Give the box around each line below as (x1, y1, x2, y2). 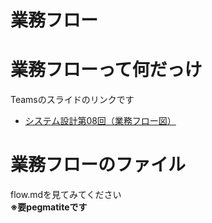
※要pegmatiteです (10, 201, 88, 213)
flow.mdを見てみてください (10, 189, 122, 201)
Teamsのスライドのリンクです (10, 94, 135, 106)
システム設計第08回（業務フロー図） (24, 115, 177, 127)
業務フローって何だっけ (10, 59, 203, 81)
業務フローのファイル (10, 154, 187, 176)
